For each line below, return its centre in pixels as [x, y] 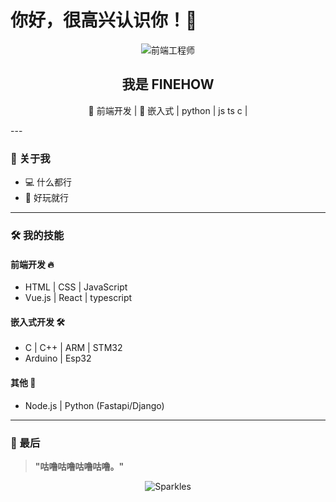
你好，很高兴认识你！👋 [104, 20]
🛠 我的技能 [37, 235]
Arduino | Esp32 [58, 358]
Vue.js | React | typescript [78, 298]
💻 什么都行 [48, 182]
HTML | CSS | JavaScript [76, 287]
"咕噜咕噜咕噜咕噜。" [79, 466]
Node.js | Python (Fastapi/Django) [94, 405]
